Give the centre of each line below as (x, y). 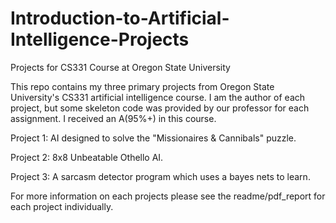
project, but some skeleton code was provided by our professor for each (160, 108)
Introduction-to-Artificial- (120, 18)
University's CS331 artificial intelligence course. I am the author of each (158, 97)
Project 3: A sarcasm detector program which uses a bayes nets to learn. (160, 176)
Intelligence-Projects (100, 39)
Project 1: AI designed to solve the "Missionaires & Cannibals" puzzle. (153, 138)
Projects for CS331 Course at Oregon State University (120, 67)
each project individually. (62, 206)
